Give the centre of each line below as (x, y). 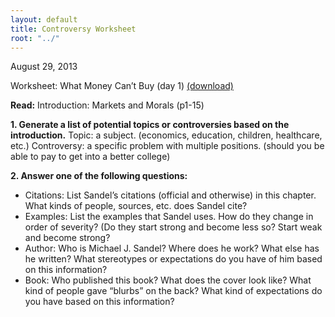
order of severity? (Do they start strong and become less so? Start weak (173, 227)
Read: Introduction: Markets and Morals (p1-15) (107, 105)
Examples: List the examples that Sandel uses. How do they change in (169, 217)
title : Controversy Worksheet (73, 29)
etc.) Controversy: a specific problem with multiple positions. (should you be (167, 146)
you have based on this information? (99, 302)
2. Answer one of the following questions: (99, 176)
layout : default (44, 19)
